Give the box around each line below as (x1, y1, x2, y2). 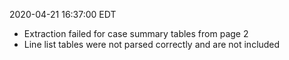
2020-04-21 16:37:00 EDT (9, 9, 117, 20)
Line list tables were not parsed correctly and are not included (23, 39, 281, 50)
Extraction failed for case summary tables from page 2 (23, 28, 249, 39)
